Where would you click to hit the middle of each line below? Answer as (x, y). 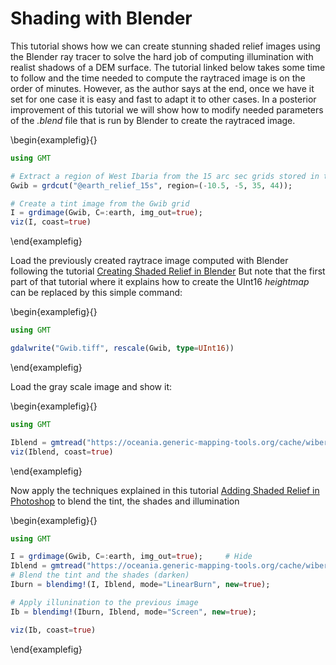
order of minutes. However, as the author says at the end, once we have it (162, 88)
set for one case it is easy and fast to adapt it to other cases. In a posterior (163, 99)
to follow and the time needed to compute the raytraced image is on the (158, 78)
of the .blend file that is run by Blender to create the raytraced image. (153, 120)
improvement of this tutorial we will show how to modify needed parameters (167, 109)
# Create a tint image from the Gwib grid (100, 203)
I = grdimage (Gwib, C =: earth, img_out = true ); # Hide (131, 557)
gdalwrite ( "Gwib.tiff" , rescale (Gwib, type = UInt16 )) (122, 348)
